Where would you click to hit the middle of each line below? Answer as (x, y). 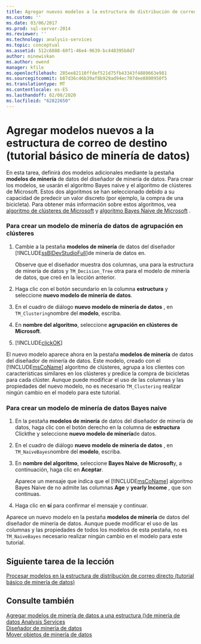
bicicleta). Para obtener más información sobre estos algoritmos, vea (91, 204)
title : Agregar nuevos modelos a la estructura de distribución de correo (101, 12)
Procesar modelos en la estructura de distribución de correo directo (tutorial (100, 576)
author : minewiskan (31, 56)
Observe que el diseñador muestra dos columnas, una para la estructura (104, 265)
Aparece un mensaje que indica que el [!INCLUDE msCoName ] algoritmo (104, 481)
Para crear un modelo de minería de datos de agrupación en (95, 226)
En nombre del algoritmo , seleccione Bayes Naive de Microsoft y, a (98, 463)
